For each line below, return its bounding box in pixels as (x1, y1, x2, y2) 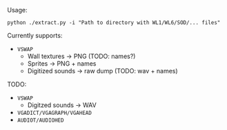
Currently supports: (7, 31, 63, 39)
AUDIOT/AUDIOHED (17, 117, 64, 124)
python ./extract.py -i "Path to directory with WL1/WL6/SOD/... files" (7, 19, 221, 26)
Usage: (7, 6, 28, 14)
